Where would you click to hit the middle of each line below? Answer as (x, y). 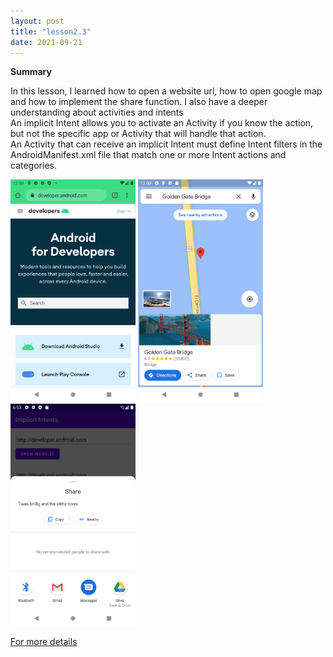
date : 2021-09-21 (46, 42)
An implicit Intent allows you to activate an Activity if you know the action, (162, 123)
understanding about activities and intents (97, 112)
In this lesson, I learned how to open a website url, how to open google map (166, 91)
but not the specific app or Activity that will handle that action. (138, 134)
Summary (31, 72)
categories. (33, 166)
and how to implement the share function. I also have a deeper (139, 102)
